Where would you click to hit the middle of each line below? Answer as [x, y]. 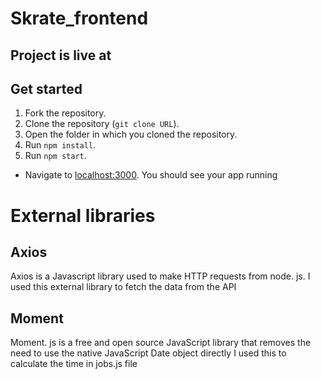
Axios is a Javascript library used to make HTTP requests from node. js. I [160, 276]
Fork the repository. [65, 113]
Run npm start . [55, 156]
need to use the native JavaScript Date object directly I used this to [148, 353]
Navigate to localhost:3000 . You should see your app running [151, 175]
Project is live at [61, 55]
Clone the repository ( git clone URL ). [102, 124]
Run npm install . [60, 145]
